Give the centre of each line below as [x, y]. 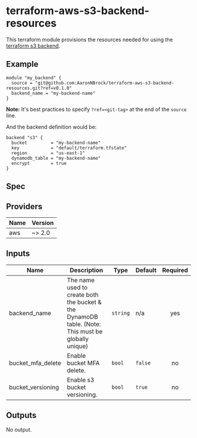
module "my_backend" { [34, 78]
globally [78, 339]
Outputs [21, 415]
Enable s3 [81, 380]
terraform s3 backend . [33, 46]
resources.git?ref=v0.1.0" [39, 88]
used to [77, 287]
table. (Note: [84, 324]
